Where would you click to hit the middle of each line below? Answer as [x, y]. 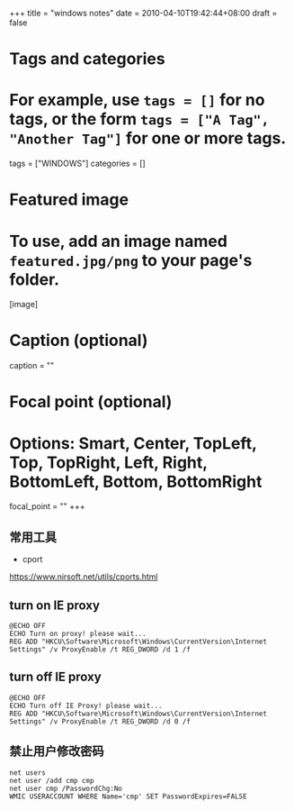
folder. [35, 279]
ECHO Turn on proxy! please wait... [78, 633]
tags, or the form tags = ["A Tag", [139, 119]
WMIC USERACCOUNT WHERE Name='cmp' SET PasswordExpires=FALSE [128, 796]
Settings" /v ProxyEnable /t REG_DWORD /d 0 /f [100, 721]
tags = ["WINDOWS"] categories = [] [77, 164]
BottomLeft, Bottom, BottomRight [136, 482]
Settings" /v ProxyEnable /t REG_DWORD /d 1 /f [100, 649]
